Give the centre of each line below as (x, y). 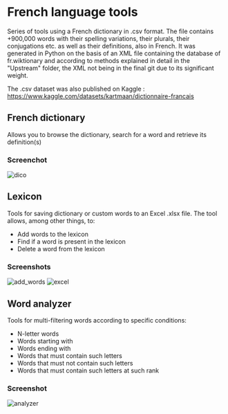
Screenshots (29, 267)
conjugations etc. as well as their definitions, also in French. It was (101, 46)
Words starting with (45, 341)
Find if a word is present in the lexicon (72, 241)
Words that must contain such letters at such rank (88, 370)
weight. (18, 75)
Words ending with (44, 348)
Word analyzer (39, 304)
